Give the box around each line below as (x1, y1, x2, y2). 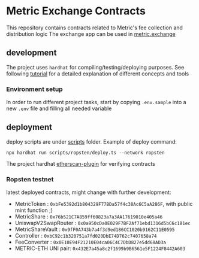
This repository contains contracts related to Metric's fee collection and (6, 24, 183, 31)
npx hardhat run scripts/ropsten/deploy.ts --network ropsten (6, 150, 165, 156)
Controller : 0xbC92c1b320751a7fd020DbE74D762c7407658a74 (14, 232, 157, 239)
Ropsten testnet (6, 175, 54, 183)
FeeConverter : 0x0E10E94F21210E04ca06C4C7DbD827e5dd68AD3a (14, 238, 167, 246)
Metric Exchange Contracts (6, 4, 146, 18)
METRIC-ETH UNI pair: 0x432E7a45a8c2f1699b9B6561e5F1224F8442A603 (14, 245, 186, 252)
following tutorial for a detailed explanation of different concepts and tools (6, 70, 189, 77)
